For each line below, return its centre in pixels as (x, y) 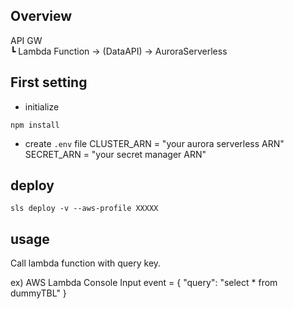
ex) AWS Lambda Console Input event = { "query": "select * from (144, 283)
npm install (35, 125)
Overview (41, 16)
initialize (42, 106)
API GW (26, 40)
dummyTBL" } (38, 293)
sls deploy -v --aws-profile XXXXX (84, 209)
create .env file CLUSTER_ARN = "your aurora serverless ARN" (154, 143)
